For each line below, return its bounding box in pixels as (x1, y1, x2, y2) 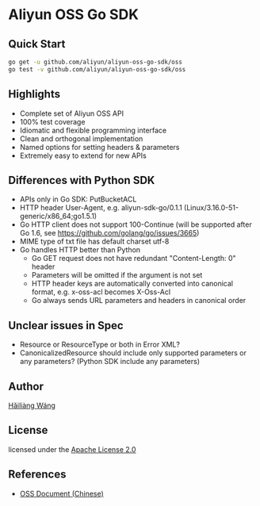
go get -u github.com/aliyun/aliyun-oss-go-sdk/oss (8, 58, 182, 66)
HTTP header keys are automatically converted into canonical (31, 279, 234, 289)
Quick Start (8, 37, 66, 51)
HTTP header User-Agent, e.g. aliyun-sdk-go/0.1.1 (19, 203, 182, 213)
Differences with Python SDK (8, 173, 155, 187)
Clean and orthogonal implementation (19, 133, 143, 144)
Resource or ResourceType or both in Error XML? (19, 339, 181, 350)
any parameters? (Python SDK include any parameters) (19, 357, 201, 366)
